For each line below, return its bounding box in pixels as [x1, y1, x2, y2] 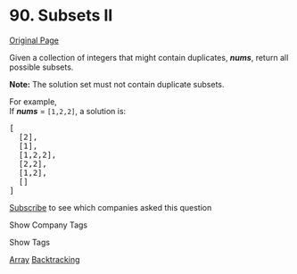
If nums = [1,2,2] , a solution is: [9, 105, 127, 116]
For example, [9, 95, 58, 107]
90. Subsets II [9, 5, 113, 26]
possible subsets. [9, 62, 74, 72]
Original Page [9, 35, 60, 46]
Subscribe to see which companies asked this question [9, 202, 212, 212]
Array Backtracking [9, 253, 80, 264]
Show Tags [9, 237, 51, 247]
